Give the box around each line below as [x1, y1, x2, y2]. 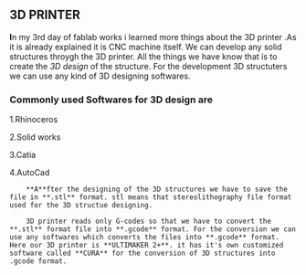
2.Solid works [9, 132, 61, 143]
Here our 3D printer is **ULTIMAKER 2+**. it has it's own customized [9, 241, 284, 250]
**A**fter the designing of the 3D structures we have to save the [26, 185, 288, 195]
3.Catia [9, 150, 37, 161]
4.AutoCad [9, 167, 50, 178]
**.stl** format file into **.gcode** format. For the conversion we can [9, 225, 297, 234]
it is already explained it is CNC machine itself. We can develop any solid [9, 41, 282, 52]
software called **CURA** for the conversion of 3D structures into [9, 249, 276, 259]
